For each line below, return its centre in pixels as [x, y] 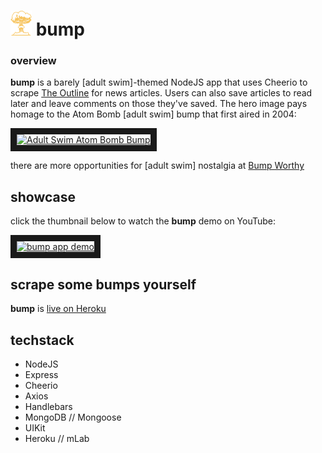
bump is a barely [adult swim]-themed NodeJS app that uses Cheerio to [159, 82]
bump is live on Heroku [58, 309]
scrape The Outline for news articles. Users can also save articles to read [161, 93]
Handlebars [48, 406]
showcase [43, 196]
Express [41, 374]
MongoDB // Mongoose [73, 417]
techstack [42, 340]
